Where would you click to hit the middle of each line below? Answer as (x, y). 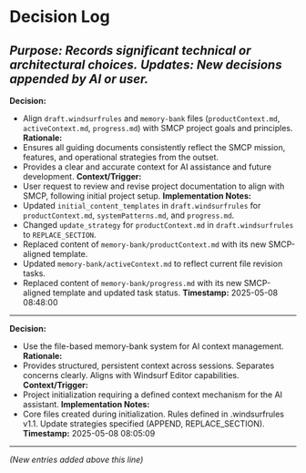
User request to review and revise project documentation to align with (153, 186)
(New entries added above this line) (76, 459)
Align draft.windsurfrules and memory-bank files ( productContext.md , (151, 118)
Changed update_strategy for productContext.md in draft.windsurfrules (158, 225)
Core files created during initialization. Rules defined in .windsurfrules (153, 414)
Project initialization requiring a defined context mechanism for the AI (153, 395)
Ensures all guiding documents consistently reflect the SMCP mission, (154, 147)
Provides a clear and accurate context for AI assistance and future (147, 167)
